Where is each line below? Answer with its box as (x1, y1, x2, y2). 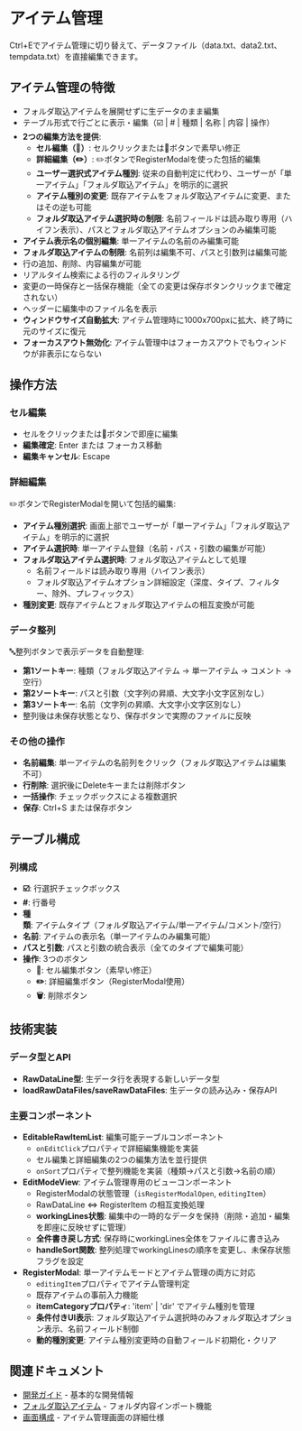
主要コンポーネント (9, 1109, 93, 1122)
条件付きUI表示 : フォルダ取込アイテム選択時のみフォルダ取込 (35, 1312, 261, 1323)
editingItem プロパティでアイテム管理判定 (35, 1279, 191, 1288)
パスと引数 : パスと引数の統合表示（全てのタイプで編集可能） (22, 942, 249, 953)
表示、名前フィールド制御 (43, 1324, 140, 1334)
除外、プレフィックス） (51, 587, 139, 598)
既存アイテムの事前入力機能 (35, 1289, 139, 1300)
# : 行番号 (22, 897, 57, 908)
